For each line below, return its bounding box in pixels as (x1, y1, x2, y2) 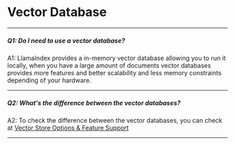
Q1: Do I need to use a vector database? (7, 36, 125, 45)
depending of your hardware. (7, 76, 92, 84)
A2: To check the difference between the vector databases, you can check (7, 116, 222, 124)
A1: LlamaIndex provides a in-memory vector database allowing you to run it (7, 54, 226, 62)
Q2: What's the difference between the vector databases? (7, 98, 181, 107)
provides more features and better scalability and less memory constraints (7, 68, 222, 77)
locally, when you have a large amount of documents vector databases (7, 61, 211, 70)
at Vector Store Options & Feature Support (7, 123, 129, 132)
